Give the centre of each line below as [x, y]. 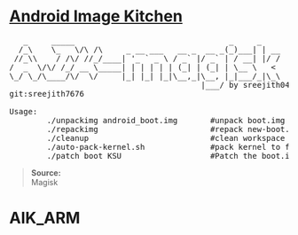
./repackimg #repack [145, 129]
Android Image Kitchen [96, 16]
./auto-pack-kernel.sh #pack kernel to [164, 147]
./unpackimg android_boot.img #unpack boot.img [166, 120]
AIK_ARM [45, 218]
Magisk [44, 182]
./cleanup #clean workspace [166, 138]
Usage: [24, 111]
